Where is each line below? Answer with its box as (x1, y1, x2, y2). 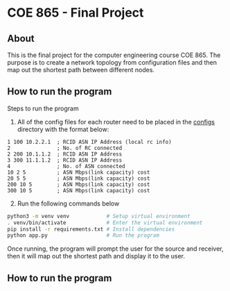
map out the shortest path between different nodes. (7, 66, 154, 74)
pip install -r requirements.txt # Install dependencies (7, 226, 175, 233)
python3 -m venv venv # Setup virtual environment (7, 213, 191, 219)
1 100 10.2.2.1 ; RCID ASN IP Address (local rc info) (7, 138, 172, 145)
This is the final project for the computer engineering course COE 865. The (7, 51, 221, 59)
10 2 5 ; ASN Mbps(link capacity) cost (7, 169, 150, 176)
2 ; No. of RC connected (7, 144, 123, 151)
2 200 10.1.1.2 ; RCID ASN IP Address (7, 151, 123, 158)
